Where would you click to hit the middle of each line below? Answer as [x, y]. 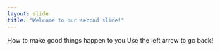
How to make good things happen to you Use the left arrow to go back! [110, 40]
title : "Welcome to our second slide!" [66, 20]
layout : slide [28, 14]
